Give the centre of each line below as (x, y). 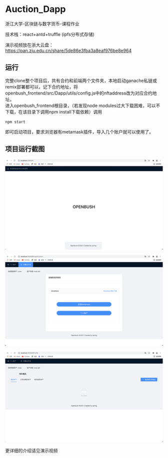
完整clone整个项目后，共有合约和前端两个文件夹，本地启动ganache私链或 (81, 80)
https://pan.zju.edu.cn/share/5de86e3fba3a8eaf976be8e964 (68, 50)
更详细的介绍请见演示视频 (31, 450)
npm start (15, 122)
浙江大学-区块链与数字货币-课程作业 (42, 23)
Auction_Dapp (35, 9)
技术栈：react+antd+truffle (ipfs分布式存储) (50, 34)
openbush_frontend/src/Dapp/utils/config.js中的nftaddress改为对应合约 (79, 93)
